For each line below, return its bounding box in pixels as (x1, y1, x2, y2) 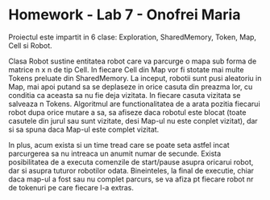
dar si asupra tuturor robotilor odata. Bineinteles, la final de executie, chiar (8, 165, 255, 175)
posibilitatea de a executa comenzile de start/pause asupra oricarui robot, (8, 157, 254, 166)
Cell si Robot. (8, 40, 52, 50)
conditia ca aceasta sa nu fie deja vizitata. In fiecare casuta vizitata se (8, 90, 241, 100)
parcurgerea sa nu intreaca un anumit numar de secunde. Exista (8, 149, 222, 158)
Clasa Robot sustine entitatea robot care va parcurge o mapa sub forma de (8, 56, 257, 66)
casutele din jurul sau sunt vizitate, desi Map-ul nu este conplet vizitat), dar (8, 116, 258, 125)
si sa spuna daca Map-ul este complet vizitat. (8, 124, 160, 134)
